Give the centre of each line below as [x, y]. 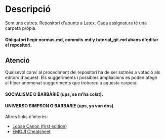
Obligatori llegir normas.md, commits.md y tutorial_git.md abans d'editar [82, 39]
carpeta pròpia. [21, 28]
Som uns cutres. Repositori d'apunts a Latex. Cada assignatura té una [76, 23]
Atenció [18, 60]
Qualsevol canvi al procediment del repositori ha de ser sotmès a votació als [83, 72]
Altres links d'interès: [27, 117]
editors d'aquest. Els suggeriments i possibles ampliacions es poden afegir [81, 77]
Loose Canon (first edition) [40, 126]
